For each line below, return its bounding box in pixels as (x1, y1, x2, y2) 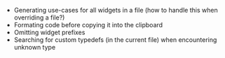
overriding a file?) (13, 13, 65, 22)
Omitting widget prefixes (13, 28, 86, 36)
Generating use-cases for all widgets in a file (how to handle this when (13, 6, 219, 14)
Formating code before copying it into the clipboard (13, 21, 163, 29)
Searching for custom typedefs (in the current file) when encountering (13, 36, 217, 44)
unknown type (13, 43, 56, 51)
